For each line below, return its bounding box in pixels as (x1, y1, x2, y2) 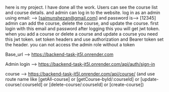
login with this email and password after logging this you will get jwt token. (5, 26, 160, 32)
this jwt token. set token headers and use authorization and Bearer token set (5, 36, 164, 42)
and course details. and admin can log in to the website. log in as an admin (5, 10, 160, 16)
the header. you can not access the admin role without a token (5, 42, 135, 47)
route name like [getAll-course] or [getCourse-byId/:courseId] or (5, 76, 140, 82)
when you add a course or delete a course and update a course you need (5, 31, 158, 37)
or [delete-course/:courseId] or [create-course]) (43, 81, 144, 87)
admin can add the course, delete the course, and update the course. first (5, 20, 159, 26)
